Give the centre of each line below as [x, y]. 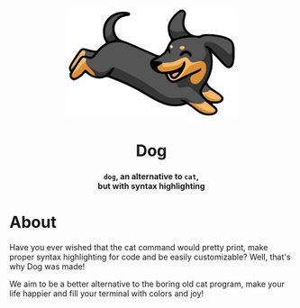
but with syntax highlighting [151, 186]
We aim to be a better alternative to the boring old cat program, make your [147, 284]
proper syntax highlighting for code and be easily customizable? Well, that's [150, 257]
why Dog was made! [47, 266]
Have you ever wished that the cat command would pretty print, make [139, 247]
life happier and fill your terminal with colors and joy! [107, 293]
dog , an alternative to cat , [151, 176]
